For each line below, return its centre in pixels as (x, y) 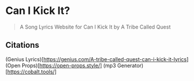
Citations (22, 45)
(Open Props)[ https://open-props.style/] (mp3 (61, 65)
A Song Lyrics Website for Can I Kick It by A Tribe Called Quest (95, 27)
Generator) (130, 65)
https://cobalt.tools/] (32, 72)
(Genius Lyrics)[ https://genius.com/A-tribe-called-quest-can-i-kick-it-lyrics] (97, 59)
